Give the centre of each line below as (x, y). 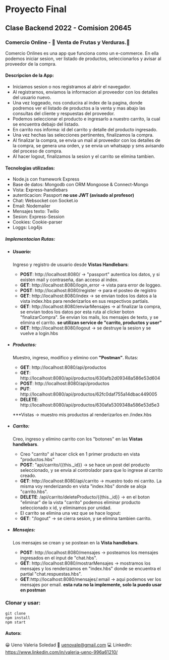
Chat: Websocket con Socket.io (45, 201)
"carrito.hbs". (34, 491)
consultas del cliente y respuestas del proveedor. (64, 114)
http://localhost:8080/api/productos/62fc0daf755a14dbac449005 (89, 394)
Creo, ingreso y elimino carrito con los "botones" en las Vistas (77, 439)
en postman (33, 590)
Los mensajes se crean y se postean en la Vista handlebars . (76, 542)
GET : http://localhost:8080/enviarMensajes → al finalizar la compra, (91, 306)
